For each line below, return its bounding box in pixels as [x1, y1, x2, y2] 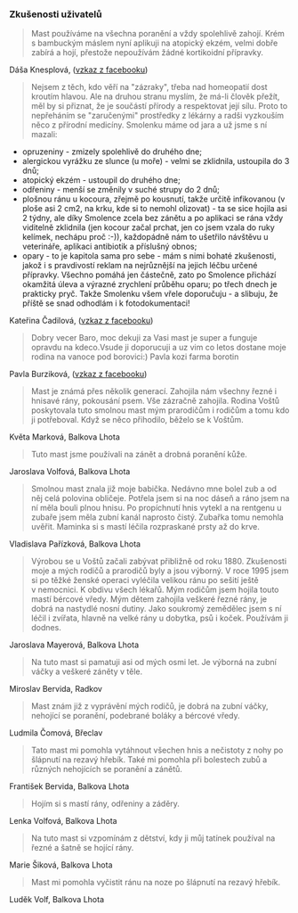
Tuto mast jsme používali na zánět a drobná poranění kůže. [30, 449, 247, 460]
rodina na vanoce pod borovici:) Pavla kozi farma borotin [30, 351, 239, 362]
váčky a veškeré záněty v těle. [30, 666, 143, 677]
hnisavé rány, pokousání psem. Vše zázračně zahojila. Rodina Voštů [30, 396, 280, 407]
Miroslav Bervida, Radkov [9, 684, 102, 695]
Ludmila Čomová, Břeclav [9, 728, 103, 738]
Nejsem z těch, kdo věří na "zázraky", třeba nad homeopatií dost [30, 82, 269, 93]
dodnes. [30, 622, 62, 633]
